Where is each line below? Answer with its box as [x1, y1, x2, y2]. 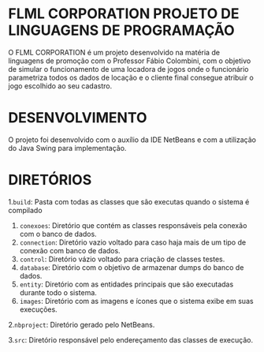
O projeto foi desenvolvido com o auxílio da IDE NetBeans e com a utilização [8, 135, 256, 144]
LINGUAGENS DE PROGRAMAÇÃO [8, 21, 235, 39]
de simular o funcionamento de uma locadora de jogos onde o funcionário [8, 64, 250, 73]
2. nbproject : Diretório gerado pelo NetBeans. [8, 320, 155, 329]
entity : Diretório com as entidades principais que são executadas [19, 279, 234, 289]
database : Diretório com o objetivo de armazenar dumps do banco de [19, 262, 244, 272]
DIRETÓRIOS [8, 171, 92, 189]
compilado [8, 205, 43, 215]
